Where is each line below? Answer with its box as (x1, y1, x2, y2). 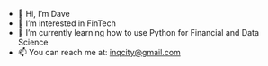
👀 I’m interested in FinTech (17, 18, 117, 29)
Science (17, 37, 49, 47)
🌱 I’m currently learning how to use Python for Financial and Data (17, 28, 259, 37)
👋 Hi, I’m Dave (17, 9, 70, 19)
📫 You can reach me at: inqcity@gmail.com (17, 47, 182, 57)
